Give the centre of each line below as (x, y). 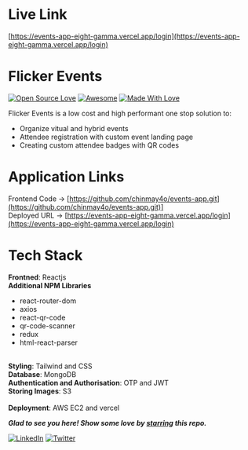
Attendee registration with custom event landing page (106, 137)
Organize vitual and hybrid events (74, 128)
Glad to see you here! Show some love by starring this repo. (108, 423)
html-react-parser (49, 342)
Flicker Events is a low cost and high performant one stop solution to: (120, 113)
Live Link (38, 15)
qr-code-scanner (47, 326)
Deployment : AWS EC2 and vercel (64, 408)
